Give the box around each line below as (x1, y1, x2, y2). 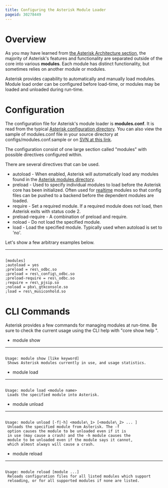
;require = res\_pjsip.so (5, 280, 59, 285)
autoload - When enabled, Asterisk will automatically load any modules (12, 171, 159, 177)
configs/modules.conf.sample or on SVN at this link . (5, 136, 112, 143)
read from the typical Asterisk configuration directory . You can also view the (5, 126, 162, 132)
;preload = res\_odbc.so (5, 267, 57, 272)
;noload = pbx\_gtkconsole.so (5, 284, 68, 290)
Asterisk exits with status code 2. (12, 209, 81, 215)
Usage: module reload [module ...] (5, 469, 79, 474)
